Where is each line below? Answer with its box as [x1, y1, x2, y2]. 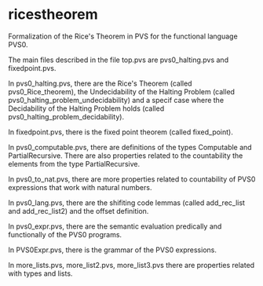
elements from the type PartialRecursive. [8, 159, 140, 168]
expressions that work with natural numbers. [8, 182, 152, 192]
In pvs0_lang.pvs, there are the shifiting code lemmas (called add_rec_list [8, 198, 246, 207]
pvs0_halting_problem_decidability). [8, 112, 124, 121]
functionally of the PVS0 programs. [8, 229, 122, 239]
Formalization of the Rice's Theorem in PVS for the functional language [8, 31, 238, 41]
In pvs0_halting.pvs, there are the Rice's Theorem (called [8, 79, 192, 88]
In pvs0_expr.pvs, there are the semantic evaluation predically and [8, 222, 222, 231]
